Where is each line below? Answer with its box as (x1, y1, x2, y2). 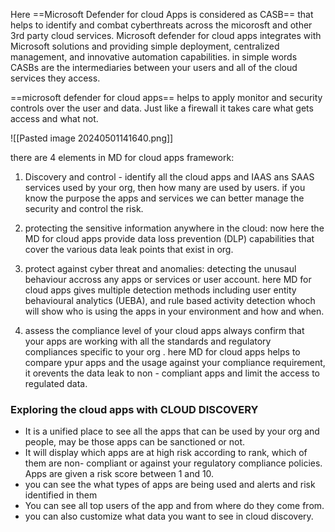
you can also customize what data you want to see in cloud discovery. (24, 510, 314, 523)
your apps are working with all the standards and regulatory (24, 335, 272, 347)
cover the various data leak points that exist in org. (24, 244, 234, 255)
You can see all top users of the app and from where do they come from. (24, 500, 325, 512)
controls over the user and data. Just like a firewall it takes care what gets (10, 102, 314, 114)
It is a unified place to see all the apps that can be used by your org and (24, 425, 320, 438)
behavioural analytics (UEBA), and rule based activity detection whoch (24, 295, 316, 306)
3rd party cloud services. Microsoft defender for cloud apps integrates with (10, 30, 322, 41)
